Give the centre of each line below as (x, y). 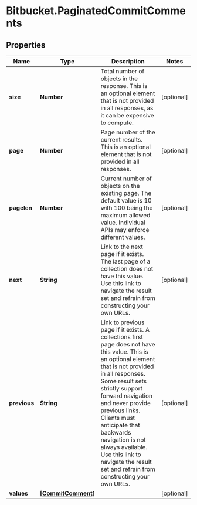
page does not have (128, 344)
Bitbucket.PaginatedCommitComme (96, 11)
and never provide (126, 403)
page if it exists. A (125, 330)
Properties (26, 45)
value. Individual (123, 223)
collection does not (127, 269)
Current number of (126, 179)
